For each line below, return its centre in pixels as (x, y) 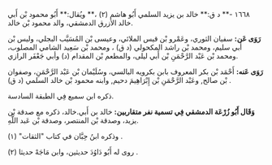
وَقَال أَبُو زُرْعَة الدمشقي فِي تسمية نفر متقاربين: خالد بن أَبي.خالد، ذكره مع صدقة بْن (131, 112)
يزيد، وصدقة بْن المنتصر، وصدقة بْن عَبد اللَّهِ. (73, 120)
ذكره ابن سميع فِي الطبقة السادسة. (61, 96)
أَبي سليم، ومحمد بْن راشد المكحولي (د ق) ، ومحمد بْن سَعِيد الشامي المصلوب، (125, 47)
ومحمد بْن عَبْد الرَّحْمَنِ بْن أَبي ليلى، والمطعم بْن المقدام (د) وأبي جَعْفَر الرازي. (123, 56)
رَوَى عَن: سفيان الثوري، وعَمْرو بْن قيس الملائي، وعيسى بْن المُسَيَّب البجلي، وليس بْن (134, 39)
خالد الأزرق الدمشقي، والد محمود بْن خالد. (70, 23)
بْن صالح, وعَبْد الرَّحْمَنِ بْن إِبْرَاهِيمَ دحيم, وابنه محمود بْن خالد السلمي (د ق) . (120, 80)
